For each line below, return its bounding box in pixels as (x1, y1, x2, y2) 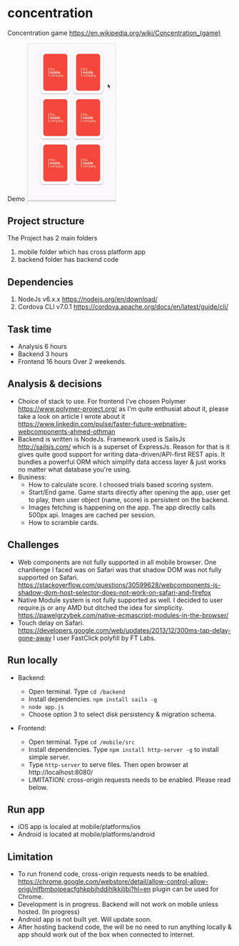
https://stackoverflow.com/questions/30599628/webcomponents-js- (17, 580, 221, 589)
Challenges (7, 539, 59, 551)
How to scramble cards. (28, 518, 99, 527)
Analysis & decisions (7, 378, 102, 390)
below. (28, 783, 49, 791)
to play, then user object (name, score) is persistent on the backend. (28, 495, 230, 504)
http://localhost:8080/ (28, 768, 93, 776)
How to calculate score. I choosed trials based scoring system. (28, 480, 214, 489)
